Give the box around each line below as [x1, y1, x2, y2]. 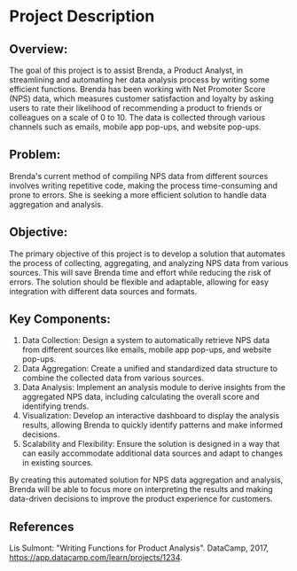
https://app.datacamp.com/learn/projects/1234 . [9, 552, 184, 563]
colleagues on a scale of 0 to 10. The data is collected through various [9, 113, 266, 122]
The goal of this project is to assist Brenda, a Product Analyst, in [9, 65, 244, 75]
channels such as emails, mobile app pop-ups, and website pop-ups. [9, 121, 262, 132]
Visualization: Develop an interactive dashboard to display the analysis [21, 411, 280, 421]
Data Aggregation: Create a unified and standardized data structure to [21, 364, 277, 374]
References [9, 519, 74, 534]
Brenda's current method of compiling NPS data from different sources [9, 170, 269, 181]
